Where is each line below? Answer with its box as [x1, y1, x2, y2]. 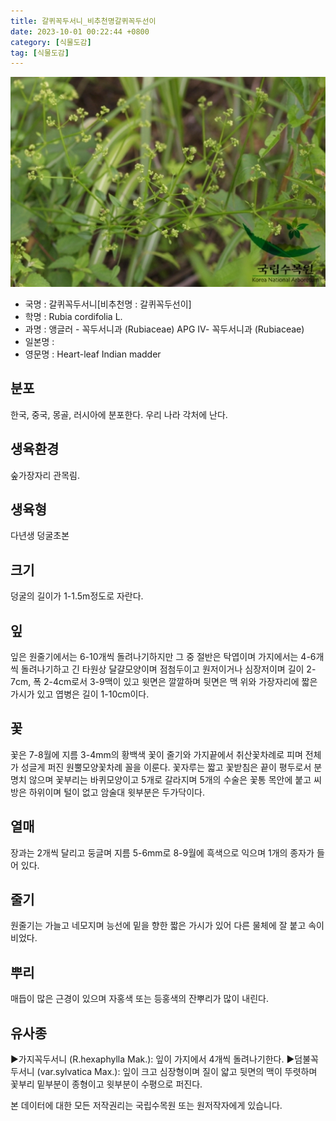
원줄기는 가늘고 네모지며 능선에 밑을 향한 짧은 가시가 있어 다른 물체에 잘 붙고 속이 [10, 920, 325, 932]
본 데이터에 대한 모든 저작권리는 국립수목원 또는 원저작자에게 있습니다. [10, 1100, 283, 1112]
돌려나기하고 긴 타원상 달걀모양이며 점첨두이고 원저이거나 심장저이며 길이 [20, 663, 305, 675]
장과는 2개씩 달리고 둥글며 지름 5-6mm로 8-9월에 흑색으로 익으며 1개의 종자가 [10, 846, 315, 859]
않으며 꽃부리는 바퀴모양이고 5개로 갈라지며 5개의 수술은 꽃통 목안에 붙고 [28, 773, 312, 785]
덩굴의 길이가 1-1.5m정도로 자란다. [10, 590, 144, 602]
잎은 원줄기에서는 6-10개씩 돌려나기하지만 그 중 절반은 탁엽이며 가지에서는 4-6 [10, 650, 317, 662]
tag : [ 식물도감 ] [10, 48, 70, 58]
